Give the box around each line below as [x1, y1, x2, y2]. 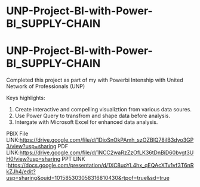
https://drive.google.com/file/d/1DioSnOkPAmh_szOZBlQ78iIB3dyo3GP [19, 136, 194, 144]
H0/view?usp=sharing [6, 155, 61, 163]
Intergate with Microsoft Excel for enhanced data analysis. [14, 119, 158, 126]
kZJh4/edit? [6, 168, 36, 175]
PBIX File [6, 130, 29, 138]
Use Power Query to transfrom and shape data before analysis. [14, 112, 170, 120]
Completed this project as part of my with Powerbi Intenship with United [6, 76, 183, 84]
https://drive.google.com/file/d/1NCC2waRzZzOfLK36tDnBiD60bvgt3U [19, 149, 194, 156]
